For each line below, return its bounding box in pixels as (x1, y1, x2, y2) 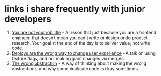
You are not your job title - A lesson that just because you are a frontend (11, 30, 157, 35)
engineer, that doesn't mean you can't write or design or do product (11, 35, 148, 41)
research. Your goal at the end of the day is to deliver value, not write (11, 40, 150, 46)
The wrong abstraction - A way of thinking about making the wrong (11, 61, 147, 66)
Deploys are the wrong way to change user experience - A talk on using (11, 50, 156, 56)
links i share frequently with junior (4, 3, 145, 15)
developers (4, 14, 52, 25)
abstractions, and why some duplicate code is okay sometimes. (11, 65, 139, 71)
